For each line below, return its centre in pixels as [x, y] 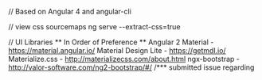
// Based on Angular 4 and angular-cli [70, 11]
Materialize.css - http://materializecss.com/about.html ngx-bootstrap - [124, 59]
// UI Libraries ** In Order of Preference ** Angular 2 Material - [111, 42]
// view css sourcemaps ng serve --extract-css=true [94, 27]
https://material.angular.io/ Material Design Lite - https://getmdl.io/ [117, 50]
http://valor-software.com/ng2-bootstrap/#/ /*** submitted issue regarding [131, 67]
